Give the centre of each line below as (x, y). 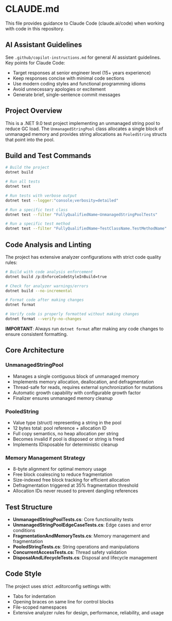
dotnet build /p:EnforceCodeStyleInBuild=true (56, 277)
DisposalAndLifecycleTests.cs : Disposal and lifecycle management (85, 558)
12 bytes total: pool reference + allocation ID (60, 428)
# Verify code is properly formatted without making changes (72, 314)
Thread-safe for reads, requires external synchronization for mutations (88, 387)
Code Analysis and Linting (48, 245)
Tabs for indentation (34, 596)
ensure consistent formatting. (37, 334)
